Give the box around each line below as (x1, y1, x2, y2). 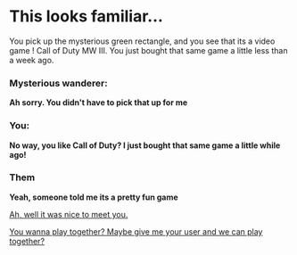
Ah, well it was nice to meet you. (9, 209, 128, 219)
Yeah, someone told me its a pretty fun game (9, 192, 178, 202)
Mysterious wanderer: (9, 77, 109, 89)
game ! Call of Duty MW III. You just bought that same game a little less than (9, 45, 288, 55)
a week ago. (9, 54, 54, 65)
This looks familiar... (9, 6, 163, 27)
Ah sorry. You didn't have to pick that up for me (9, 97, 188, 108)
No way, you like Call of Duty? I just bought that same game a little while (9, 140, 281, 151)
